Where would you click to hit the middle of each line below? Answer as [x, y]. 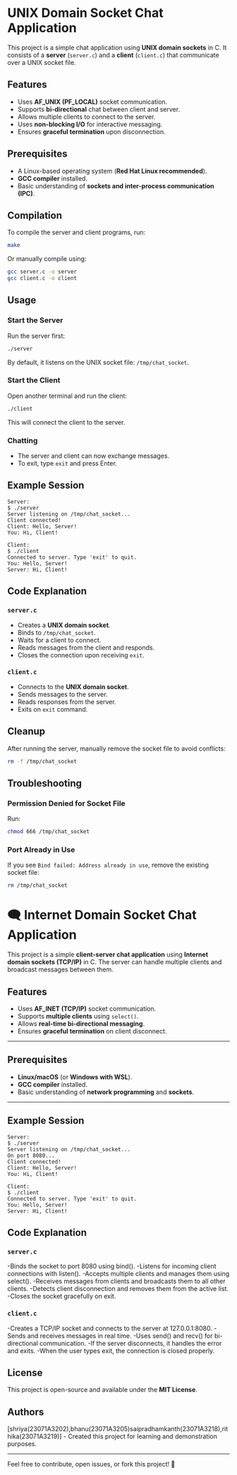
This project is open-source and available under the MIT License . [102, 1390]
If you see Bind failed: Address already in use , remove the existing [108, 865]
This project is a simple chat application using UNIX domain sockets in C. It [117, 47]
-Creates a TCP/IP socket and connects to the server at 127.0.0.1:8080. [110, 1328]
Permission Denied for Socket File [66, 803]
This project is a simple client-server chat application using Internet [108, 954]
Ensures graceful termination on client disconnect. [92, 1031]
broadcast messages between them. [61, 970]
